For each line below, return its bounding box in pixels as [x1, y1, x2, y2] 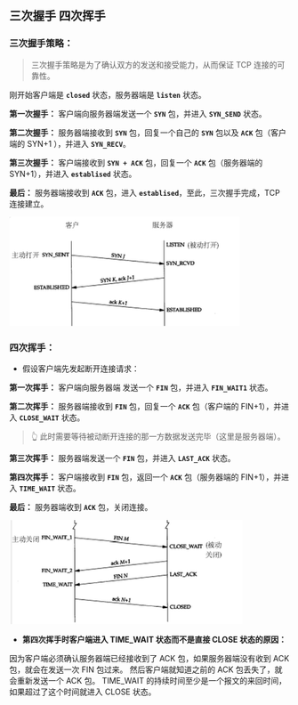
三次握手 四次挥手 [9, 8, 106, 24]
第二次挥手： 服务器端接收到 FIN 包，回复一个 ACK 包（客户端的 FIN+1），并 [9, 401, 282, 411]
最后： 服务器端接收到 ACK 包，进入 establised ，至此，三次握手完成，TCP [9, 187, 280, 198]
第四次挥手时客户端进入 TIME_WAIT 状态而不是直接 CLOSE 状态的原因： [21, 634, 287, 644]
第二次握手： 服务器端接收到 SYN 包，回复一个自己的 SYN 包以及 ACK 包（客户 [9, 127, 287, 138]
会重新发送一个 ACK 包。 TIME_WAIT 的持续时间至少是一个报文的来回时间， [9, 675, 287, 685]
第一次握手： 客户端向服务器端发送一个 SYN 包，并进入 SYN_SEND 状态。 [9, 108, 267, 118]
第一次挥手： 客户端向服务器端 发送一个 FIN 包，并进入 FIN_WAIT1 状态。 [9, 382, 273, 393]
